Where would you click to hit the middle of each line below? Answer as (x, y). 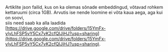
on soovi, (15, 18)
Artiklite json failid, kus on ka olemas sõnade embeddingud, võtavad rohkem (84, 7)
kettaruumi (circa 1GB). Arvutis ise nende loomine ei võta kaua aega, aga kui (84, 12)
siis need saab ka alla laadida (35, 23)
